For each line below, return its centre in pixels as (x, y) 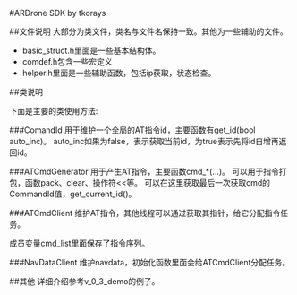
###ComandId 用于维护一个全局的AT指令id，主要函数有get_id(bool (132, 130)
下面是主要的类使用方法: (54, 111)
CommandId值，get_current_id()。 (73, 194)
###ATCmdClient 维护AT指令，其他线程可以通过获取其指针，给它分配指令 (145, 213)
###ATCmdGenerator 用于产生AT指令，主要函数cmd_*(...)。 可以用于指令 (144, 171)
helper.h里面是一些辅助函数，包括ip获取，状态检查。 (119, 73)
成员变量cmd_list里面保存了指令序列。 (80, 243)
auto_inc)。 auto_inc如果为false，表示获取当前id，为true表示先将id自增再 (144, 141)
